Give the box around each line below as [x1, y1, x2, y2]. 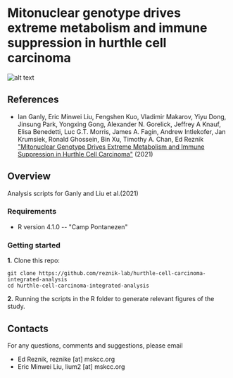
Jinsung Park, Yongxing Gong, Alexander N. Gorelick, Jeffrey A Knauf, [17, 120, 222, 128]
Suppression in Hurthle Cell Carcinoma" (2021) [17, 150, 153, 158]
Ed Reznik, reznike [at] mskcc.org [17, 355, 115, 363]
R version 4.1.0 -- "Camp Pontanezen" [17, 222, 128, 231]
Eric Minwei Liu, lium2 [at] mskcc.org [17, 362, 125, 371]
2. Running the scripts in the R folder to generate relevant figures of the [7, 295, 215, 303]
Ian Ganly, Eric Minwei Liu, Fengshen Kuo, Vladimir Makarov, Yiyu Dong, [17, 112, 227, 121]
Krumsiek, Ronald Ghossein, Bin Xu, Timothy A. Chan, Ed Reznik [17, 135, 204, 143]
